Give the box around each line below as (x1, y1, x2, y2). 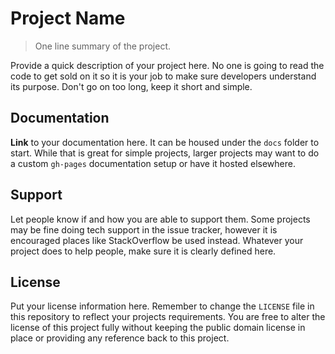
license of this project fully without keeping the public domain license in (10, 322, 306, 334)
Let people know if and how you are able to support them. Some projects (10, 213, 311, 225)
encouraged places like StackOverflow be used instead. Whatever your (10, 234, 304, 246)
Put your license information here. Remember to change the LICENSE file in (10, 300, 315, 312)
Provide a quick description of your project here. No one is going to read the (10, 59, 325, 71)
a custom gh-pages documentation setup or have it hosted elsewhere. (10, 157, 296, 169)
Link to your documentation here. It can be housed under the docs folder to (10, 136, 320, 148)
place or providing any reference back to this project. (10, 332, 230, 344)
